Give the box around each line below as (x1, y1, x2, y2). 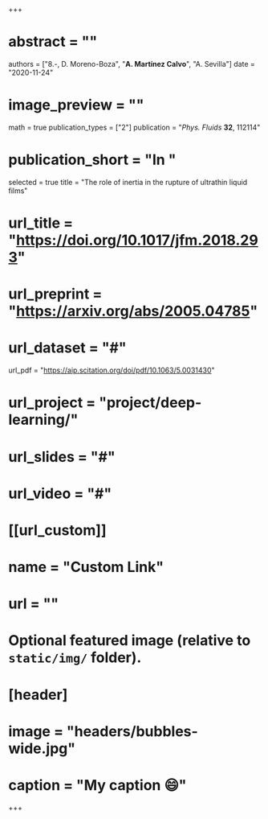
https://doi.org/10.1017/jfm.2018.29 (15, 231, 258, 249)
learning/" (8, 411, 79, 429)
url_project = (8, 393, 96, 412)
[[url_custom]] (8, 521, 107, 539)
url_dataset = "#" (8, 339, 127, 357)
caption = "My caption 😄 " (8, 776, 187, 794)
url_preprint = (8, 285, 103, 303)
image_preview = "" (8, 96, 144, 114)
